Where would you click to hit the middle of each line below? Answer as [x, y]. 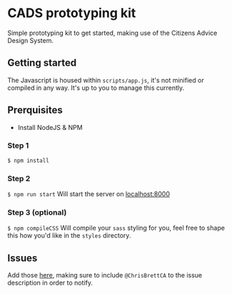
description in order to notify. [50, 283]
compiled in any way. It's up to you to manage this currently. [96, 88]
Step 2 [19, 178]
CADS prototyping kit [72, 13]
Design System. [30, 40]
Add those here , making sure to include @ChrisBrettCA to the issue [105, 275]
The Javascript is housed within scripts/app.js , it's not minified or [106, 80]
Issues [22, 258]
